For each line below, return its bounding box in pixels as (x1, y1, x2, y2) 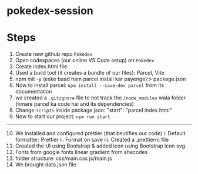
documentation (15, 88, 52, 95)
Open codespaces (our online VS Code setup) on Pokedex (15, 57, 155, 64)
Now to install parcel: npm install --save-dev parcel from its (15, 82, 164, 89)
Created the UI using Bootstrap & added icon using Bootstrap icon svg (15, 142, 186, 149)
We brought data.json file (15, 161, 77, 168)
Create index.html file (15, 63, 68, 70)
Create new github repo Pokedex (15, 51, 93, 58)
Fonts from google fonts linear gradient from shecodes (15, 149, 148, 156)
